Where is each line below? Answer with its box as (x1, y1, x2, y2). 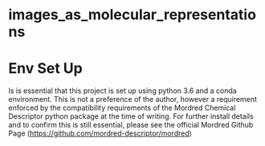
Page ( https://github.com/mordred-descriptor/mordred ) (8, 128, 193, 138)
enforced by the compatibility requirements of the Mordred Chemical (8, 103, 236, 113)
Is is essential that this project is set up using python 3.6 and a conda (8, 86, 237, 95)
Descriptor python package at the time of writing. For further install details (8, 112, 255, 121)
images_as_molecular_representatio (8, 6, 257, 24)
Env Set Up (8, 59, 83, 78)
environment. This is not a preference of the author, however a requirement (8, 95, 257, 104)
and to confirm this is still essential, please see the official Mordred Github (8, 120, 254, 130)
